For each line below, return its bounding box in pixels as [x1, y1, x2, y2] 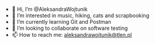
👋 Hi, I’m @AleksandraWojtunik [11, 6, 88, 12]
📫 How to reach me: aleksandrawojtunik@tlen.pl [11, 32, 132, 38]
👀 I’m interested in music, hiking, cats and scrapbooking [11, 12, 150, 19]
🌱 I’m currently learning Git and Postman [11, 18, 111, 25]
